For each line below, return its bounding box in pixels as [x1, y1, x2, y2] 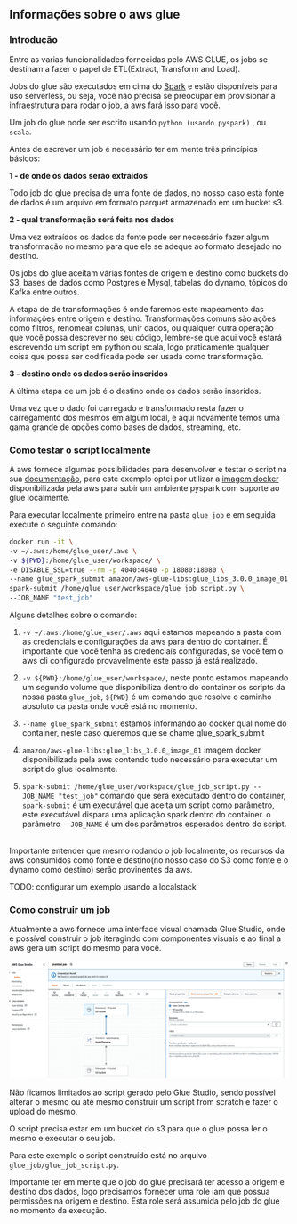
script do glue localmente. [21, 764, 118, 775]
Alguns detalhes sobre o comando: [9, 609, 138, 621]
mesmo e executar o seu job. [9, 1132, 116, 1143]
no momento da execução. [9, 1204, 108, 1215]
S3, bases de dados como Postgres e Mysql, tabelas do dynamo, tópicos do [9, 277, 288, 287]
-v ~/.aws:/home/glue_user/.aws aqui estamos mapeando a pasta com [21, 627, 282, 638]
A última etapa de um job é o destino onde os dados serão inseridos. [9, 385, 261, 396]
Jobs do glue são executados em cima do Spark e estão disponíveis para [9, 80, 277, 92]
